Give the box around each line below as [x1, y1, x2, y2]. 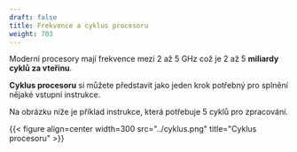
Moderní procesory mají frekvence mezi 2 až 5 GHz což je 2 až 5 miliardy [9, 54, 279, 65]
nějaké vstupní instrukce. [9, 89, 101, 100]
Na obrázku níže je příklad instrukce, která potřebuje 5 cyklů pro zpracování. [9, 107, 288, 118]
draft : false [9, 12, 58, 22]
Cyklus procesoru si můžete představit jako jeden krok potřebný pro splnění [9, 80, 288, 91]
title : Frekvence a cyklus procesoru [9, 21, 149, 30]
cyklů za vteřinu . [9, 63, 73, 73]
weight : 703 [9, 29, 53, 38]
